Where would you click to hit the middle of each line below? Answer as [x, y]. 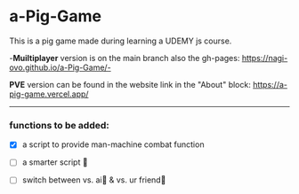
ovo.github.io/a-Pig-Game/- [60, 67]
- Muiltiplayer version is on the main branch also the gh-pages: [125, 58]
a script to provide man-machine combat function [113, 144]
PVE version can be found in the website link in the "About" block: [130, 84]
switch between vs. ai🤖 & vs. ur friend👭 [94, 180]
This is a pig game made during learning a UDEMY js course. [121, 41]
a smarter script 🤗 [55, 162]
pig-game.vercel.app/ [49, 94]
